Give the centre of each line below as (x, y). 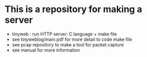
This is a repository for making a (73, 9)
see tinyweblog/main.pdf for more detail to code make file (72, 39)
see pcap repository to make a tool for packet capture (68, 44)
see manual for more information (46, 50)
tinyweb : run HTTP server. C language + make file (64, 34)
